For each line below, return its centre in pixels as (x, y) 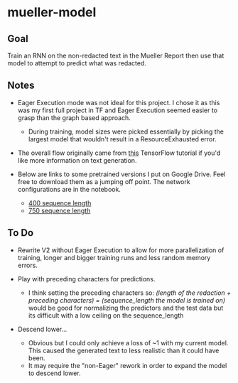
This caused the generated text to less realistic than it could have (124, 350)
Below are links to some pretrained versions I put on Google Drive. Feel (121, 174)
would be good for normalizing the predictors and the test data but (126, 308)
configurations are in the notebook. (69, 189)
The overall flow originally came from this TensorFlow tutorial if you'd (119, 153)
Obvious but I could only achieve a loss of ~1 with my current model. (128, 342)
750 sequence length (59, 210)
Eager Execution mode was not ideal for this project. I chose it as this (119, 102)
